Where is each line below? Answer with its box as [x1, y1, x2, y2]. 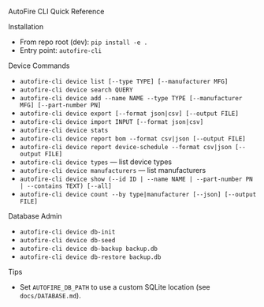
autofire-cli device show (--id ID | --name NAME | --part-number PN [19, 175, 254, 183]
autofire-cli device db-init [19, 228, 116, 236]
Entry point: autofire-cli [19, 46, 102, 54]
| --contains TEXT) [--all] [19, 182, 112, 190]
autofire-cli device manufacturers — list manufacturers [19, 166, 206, 174]
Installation [8, 22, 44, 31]
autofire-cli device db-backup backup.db [19, 245, 158, 253]
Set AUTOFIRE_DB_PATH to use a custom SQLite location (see [19, 283, 210, 291]
